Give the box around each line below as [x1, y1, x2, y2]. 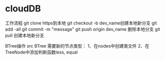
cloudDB [5, 3, 41, 14]
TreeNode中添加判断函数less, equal [5, 49, 78, 55]
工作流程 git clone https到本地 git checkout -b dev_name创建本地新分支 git [5, 20, 157, 26]
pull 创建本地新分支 [5, 32, 45, 38]
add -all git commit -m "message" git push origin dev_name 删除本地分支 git [5, 26, 160, 32]
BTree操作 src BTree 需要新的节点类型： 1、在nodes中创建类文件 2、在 [5, 43, 150, 49]
